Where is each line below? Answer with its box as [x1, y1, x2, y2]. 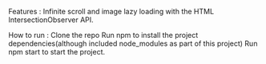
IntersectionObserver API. [8, 15, 94, 24]
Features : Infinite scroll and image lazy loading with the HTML [8, 7, 215, 16]
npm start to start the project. [8, 47, 106, 56]
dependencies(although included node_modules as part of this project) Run [8, 39, 258, 48]
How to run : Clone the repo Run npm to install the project [8, 31, 199, 40]
